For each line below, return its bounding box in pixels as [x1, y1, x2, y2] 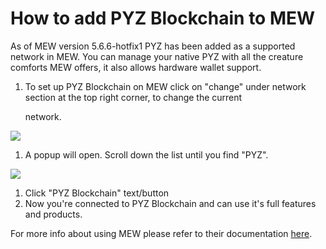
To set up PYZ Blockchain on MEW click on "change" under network [24, 80, 307, 92]
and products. [24, 208, 83, 220]
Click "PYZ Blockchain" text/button [24, 187, 170, 199]
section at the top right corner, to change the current [24, 91, 243, 103]
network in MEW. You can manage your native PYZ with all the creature [10, 50, 304, 62]
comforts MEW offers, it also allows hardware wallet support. [10, 61, 262, 73]
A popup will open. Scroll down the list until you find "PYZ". [24, 148, 269, 161]
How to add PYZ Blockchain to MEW [10, 7, 316, 30]
